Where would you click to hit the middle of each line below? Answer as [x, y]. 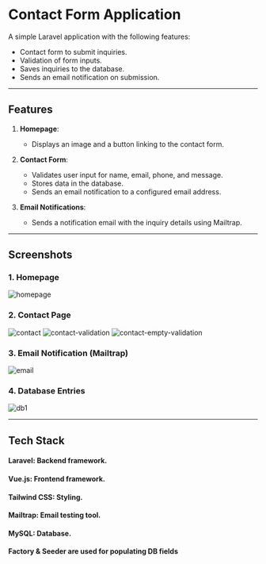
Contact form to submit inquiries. [74, 52]
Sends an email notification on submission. [89, 77]
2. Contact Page [40, 315]
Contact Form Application [95, 15]
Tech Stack [36, 441]
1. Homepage [34, 278]
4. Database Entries [47, 390]
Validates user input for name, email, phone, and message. [127, 175]
